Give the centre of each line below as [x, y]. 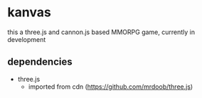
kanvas [29, 12]
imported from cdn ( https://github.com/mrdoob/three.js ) [111, 87]
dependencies [40, 62]
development [27, 39]
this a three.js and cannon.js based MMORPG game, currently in [101, 32]
